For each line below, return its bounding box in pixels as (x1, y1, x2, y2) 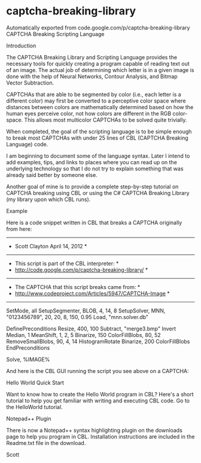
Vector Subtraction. (6, 79, 54, 86)
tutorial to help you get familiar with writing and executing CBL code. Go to (6, 397, 190, 404)
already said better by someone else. (6, 171, 98, 178)
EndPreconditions (6, 344, 50, 351)
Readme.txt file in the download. (6, 439, 86, 446)
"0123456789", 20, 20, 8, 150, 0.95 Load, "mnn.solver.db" (6, 313, 148, 320)
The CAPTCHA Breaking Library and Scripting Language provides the (6, 53, 178, 61)
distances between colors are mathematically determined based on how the (6, 103, 194, 110)
